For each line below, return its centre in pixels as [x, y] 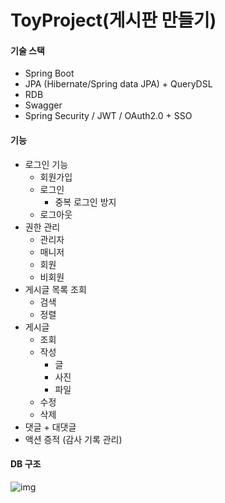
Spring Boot [49, 73]
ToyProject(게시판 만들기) [113, 20]
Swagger [43, 105]
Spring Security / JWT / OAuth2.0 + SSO [108, 116]
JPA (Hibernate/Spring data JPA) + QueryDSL [118, 84]
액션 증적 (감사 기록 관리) [73, 439]
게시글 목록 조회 [55, 289]
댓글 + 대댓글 [50, 427]
